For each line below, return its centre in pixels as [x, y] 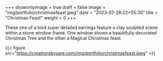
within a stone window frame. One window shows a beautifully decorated [81, 33]
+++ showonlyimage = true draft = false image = [55, 7]
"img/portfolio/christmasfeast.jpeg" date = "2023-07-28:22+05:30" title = [81, 12]
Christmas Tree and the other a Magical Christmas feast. [63, 38]
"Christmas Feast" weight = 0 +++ [41, 18]
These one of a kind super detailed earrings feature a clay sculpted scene [81, 27]
